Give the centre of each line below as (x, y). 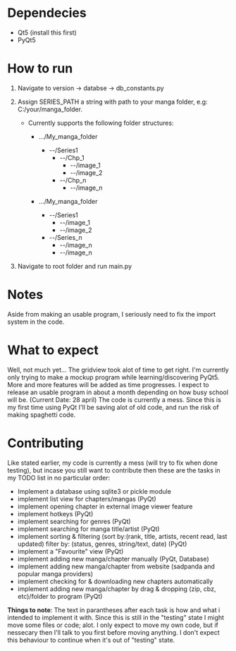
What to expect (53, 350)
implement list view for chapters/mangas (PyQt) (87, 499)
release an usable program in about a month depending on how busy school (118, 392)
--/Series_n (66, 237)
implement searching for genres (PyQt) (74, 521)
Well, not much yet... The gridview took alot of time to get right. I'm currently (118, 370)
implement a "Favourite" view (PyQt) (70, 551)
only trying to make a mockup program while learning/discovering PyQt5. (113, 377)
